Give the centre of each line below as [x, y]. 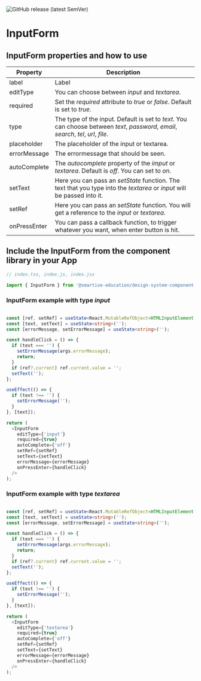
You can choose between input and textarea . [118, 92]
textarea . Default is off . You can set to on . [113, 171]
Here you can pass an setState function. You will [123, 205]
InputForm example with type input [58, 301]
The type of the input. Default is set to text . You [121, 119]
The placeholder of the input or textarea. [112, 144]
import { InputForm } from [40, 285]
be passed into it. [79, 196]
